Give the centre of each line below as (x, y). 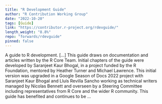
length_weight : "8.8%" (28, 32)
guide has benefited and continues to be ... (48, 96)
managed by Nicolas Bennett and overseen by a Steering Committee (74, 86)
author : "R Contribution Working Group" (47, 14)
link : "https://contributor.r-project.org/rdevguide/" (62, 28)
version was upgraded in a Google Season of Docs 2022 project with (74, 75)
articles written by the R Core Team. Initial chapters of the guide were (75, 60)
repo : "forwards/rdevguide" (34, 37)
